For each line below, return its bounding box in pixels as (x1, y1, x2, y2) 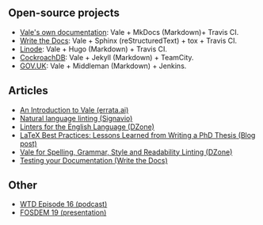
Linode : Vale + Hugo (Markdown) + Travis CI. (19, 44, 168, 54)
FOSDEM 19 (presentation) (19, 208, 107, 217)
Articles (8, 84, 49, 97)
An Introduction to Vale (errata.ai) (19, 105, 129, 114)
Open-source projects (8, 6, 120, 20)
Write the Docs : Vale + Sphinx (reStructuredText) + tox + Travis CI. (19, 36, 238, 45)
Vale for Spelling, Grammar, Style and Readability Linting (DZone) (19, 147, 233, 157)
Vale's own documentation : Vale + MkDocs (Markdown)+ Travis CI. (19, 27, 239, 36)
